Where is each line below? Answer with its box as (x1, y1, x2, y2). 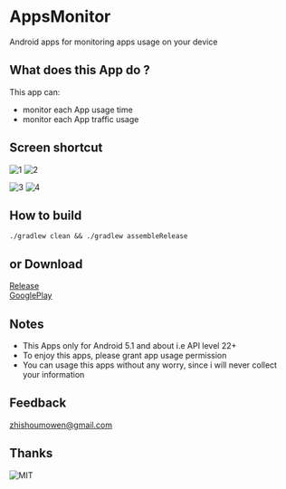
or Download (9, 256, 83, 272)
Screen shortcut (9, 140, 103, 156)
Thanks (9, 446, 53, 461)
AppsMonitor (9, 6, 111, 27)
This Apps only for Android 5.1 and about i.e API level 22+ (22, 340, 237, 350)
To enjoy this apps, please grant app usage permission (22, 350, 227, 360)
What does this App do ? (9, 62, 151, 78)
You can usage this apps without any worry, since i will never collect (22, 360, 278, 370)
